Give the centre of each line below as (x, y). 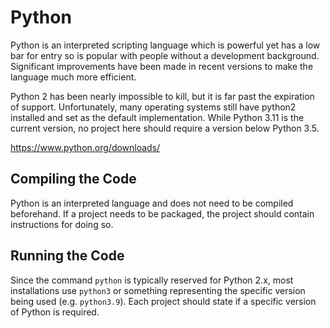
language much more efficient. (73, 77)
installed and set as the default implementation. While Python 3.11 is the (157, 117)
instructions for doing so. (62, 224)
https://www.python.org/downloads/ (85, 147)
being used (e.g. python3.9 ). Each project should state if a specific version (163, 301)
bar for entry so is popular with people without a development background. (165, 55)
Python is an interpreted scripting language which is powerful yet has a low (165, 45)
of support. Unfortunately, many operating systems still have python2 (153, 107)
